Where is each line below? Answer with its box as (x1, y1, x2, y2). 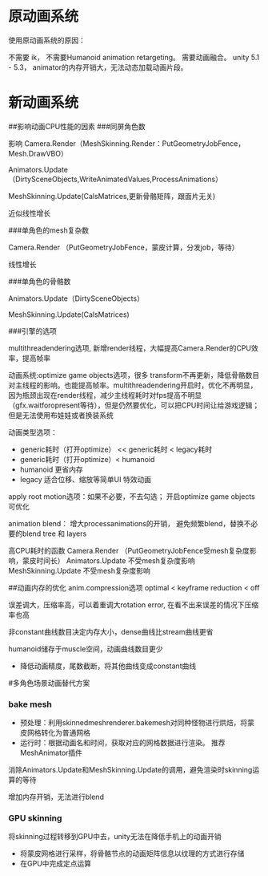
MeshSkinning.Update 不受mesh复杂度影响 (8, 566, 150, 575)
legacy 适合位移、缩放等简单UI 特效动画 (19, 474, 152, 484)
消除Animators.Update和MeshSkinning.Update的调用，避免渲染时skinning (8, 765, 253, 775)
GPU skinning (8, 813, 62, 824)
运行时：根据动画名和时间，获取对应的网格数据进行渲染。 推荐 (19, 738, 226, 748)
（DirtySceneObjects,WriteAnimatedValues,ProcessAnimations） (8, 174, 222, 184)
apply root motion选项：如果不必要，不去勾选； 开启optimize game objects (8, 491, 256, 501)
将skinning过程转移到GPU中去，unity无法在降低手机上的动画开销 (8, 832, 222, 842)
